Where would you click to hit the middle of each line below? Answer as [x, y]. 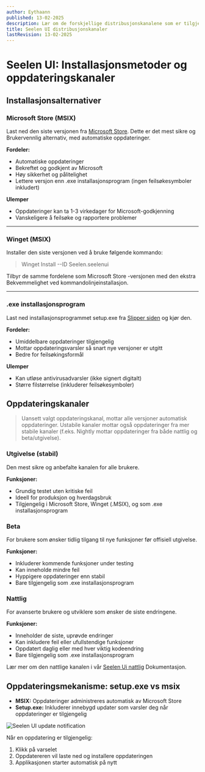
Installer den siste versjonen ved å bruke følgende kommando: [85, 253]
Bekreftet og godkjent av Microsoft [59, 168]
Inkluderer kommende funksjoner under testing [74, 563]
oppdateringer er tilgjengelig [51, 714]
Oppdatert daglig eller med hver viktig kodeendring [79, 648]
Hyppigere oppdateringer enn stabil [60, 576]
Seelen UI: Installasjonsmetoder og [97, 65]
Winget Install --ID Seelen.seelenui [65, 264]
